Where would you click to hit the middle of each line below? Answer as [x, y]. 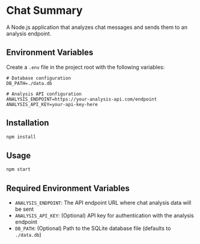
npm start [19, 169]
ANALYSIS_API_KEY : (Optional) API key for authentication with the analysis [104, 215]
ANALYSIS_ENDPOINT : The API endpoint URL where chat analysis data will [103, 202]
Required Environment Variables [68, 188]
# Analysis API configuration [44, 94]
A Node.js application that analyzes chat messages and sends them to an [97, 27]
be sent [24, 209]
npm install [21, 137]
